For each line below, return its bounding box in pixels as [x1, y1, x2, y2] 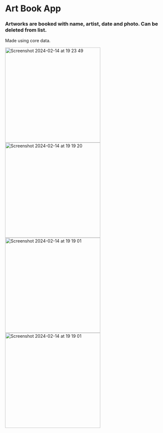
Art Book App [5, 3, 61, 14]
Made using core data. [5, 38, 51, 44]
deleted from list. [5, 27, 47, 33]
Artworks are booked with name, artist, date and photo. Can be [5, 21, 159, 27]
